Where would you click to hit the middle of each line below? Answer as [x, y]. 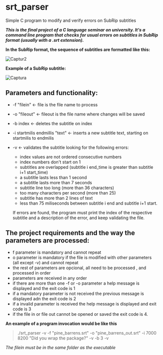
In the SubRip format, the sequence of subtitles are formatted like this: [78, 49]
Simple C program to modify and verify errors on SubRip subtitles [71, 20]
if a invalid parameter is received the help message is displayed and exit [84, 304]
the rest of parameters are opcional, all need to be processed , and [79, 268]
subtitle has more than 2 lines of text [56, 198]
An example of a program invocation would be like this [61, 323]
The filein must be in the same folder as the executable [61, 347]
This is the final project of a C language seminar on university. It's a [75, 30]
